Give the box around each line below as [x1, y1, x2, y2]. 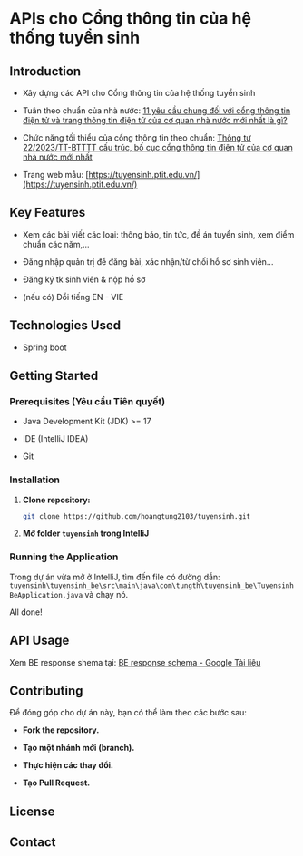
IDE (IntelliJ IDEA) [22, 433, 89, 444]
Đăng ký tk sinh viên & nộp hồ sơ [22, 274, 146, 285]
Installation [9, 473, 61, 486]
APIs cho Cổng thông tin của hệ [9, 8, 252, 29]
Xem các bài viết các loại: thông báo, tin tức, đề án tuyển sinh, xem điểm [22, 229, 295, 239]
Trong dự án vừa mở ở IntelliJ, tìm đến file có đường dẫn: [9, 571, 220, 582]
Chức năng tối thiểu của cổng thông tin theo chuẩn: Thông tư [22, 132, 251, 143]
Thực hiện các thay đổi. [22, 760, 113, 771]
